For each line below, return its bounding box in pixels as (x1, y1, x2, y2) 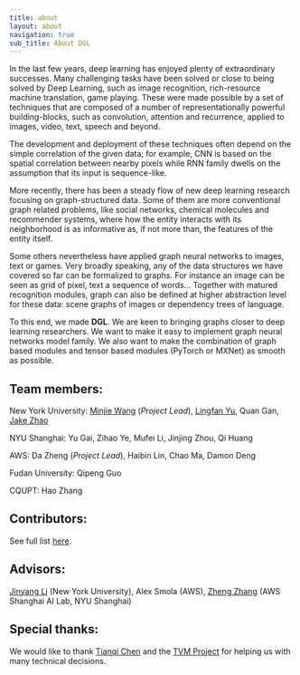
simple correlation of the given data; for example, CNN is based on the (9, 149, 272, 159)
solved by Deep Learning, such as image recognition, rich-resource (9, 82, 261, 93)
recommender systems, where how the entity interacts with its (9, 214, 242, 225)
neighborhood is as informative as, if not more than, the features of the (9, 224, 274, 235)
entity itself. (9, 233, 53, 245)
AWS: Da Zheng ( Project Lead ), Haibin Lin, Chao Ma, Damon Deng (9, 450, 256, 461)
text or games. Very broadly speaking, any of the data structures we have (9, 260, 283, 272)
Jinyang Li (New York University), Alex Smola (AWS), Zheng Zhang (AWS (9, 585, 281, 596)
